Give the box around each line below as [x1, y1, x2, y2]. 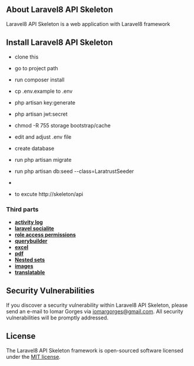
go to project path [14, 64, 58, 71]
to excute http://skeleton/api [14, 190, 83, 197]
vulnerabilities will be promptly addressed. [6, 314, 109, 321]
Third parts [6, 205, 39, 213]
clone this [14, 53, 39, 60]
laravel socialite [14, 224, 55, 232]
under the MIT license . [6, 353, 61, 360]
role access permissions [14, 231, 76, 238]
